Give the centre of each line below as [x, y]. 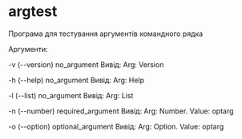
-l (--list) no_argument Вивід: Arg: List [71, 95]
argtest [33, 12]
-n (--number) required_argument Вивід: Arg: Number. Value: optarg [121, 111]
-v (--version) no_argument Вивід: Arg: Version [86, 64]
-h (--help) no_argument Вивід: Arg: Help [77, 80]
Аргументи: [28, 49]
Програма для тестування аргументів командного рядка [106, 34]
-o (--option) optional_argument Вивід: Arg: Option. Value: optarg [116, 126]
